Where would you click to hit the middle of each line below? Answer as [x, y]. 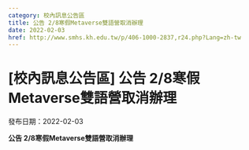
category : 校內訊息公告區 [46, 15]
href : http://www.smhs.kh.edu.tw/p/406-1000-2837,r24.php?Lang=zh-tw [125, 37]
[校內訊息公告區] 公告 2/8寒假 [104, 79]
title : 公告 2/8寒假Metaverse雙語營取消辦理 [76, 23]
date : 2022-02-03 [37, 30]
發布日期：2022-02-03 [46, 122]
